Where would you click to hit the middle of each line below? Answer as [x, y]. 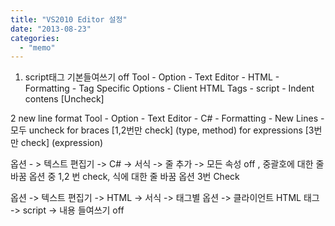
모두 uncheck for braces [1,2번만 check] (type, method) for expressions [156, 130]
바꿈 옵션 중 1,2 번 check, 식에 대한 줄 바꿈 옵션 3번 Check [125, 177]
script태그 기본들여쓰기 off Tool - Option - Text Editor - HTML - [152, 77]
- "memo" [37, 47]
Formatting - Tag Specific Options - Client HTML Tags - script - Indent [169, 88]
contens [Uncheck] [64, 99]
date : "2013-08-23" [51, 29]
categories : [35, 38]
